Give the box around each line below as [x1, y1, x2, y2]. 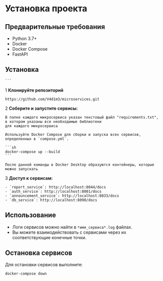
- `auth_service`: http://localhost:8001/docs [5, 189, 102, 194]
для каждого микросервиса [5, 124, 58, 128]
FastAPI [12, 51, 28, 57]
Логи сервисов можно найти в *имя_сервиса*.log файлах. [12, 224, 133, 230]
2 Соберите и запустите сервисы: [5, 105, 78, 111]
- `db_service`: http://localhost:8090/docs [5, 197, 97, 202]
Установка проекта [5, 3, 88, 14]
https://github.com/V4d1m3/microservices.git [5, 96, 99, 101]
